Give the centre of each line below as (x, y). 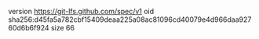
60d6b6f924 (29, 28)
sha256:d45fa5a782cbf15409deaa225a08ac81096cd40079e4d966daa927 (130, 19)
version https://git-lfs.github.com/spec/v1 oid (81, 11)
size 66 (62, 28)
